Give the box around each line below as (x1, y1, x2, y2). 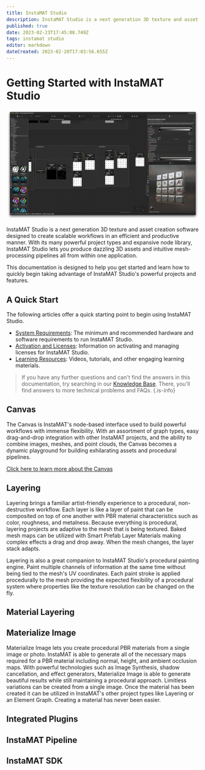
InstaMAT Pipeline (6, 734, 78, 745)
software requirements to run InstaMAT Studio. (15, 336, 133, 343)
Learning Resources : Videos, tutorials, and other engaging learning (15, 356, 185, 363)
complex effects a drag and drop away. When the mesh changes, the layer (6, 538, 194, 546)
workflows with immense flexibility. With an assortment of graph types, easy (6, 427, 199, 435)
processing (6, 252, 35, 259)
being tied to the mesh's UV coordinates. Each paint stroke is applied (6, 570, 181, 577)
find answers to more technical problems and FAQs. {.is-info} (21, 387, 176, 394)
